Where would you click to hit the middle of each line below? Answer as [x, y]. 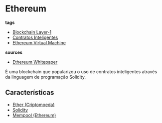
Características [30, 93]
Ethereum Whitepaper [35, 62]
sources [14, 52]
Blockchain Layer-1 [32, 32]
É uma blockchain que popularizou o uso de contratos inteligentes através [81, 71]
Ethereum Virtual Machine [39, 42]
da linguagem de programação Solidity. [46, 77]
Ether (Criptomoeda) [33, 105]
